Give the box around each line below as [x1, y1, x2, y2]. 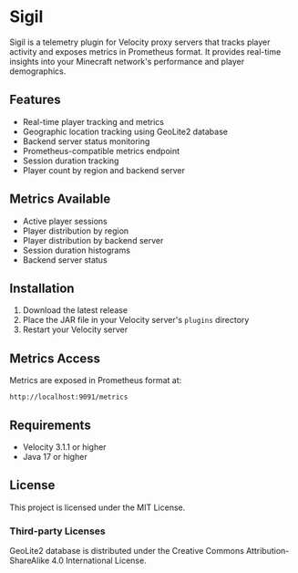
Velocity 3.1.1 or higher [22, 442, 107, 453]
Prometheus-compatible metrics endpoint [22, 145, 180, 156]
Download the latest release [22, 305, 128, 316]
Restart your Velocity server [22, 324, 128, 335]
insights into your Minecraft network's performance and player [9, 56, 244, 67]
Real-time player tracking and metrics [22, 116, 164, 127]
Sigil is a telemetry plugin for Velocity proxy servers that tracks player [9, 36, 271, 47]
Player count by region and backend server [22, 164, 185, 175]
